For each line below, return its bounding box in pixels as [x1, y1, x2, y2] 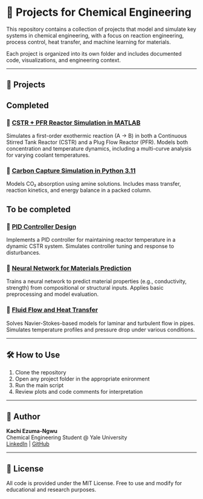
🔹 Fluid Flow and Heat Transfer [6, 305, 98, 314]
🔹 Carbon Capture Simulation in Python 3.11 [6, 166, 136, 175]
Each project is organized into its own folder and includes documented [6, 50, 182, 57]
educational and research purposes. [6, 486, 97, 494]
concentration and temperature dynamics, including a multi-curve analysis [6, 145, 192, 152]
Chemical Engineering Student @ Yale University [6, 434, 127, 441]
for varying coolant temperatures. [6, 151, 90, 159]
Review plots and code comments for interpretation [14, 388, 143, 396]
